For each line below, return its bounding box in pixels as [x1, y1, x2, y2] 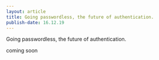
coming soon [6, 47, 38, 54]
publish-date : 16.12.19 [6, 19, 65, 25]
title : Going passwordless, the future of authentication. [6, 14, 154, 20]
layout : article [6, 8, 46, 15]
